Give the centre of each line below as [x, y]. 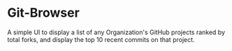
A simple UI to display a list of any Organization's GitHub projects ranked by [116, 32]
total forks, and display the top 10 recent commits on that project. [101, 39]
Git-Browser [44, 13]
